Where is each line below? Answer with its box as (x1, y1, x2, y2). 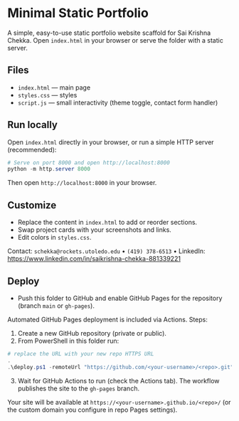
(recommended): (7, 145, 57, 154)
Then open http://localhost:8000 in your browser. (7, 178, 157, 187)
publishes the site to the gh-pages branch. (17, 384, 140, 393)
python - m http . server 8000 (7, 166, 91, 173)
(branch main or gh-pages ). (17, 301, 95, 310)
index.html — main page (17, 83, 91, 92)
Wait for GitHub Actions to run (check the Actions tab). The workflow (17, 376, 220, 385)
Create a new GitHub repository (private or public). (17, 329, 167, 337)
